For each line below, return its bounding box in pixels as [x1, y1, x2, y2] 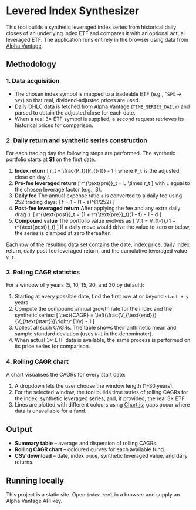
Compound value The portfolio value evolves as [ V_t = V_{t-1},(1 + [14, 217, 176, 224]
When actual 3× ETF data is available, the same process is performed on [14, 337, 191, 344]
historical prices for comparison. [14, 122, 94, 129]
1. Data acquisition [6, 77, 60, 85]
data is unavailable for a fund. [14, 407, 87, 414]
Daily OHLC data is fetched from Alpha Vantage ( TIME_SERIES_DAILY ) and [14, 103, 190, 110]
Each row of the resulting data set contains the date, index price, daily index [6, 241, 190, 248]
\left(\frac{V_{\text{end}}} [94, 311, 157, 318]
